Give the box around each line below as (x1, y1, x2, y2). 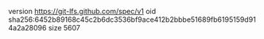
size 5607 (48, 23, 81, 32)
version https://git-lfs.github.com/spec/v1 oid (8, 7, 157, 16)
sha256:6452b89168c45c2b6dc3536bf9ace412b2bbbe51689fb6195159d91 (8, 15, 256, 24)
